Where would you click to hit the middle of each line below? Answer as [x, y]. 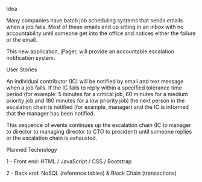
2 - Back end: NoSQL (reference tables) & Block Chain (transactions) [91, 173]
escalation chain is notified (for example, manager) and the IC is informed [97, 107]
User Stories [22, 70]
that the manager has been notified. [51, 113]
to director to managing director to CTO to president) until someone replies [99, 132]
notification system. [31, 58]
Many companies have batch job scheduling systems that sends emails [95, 20]
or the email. [22, 40]
